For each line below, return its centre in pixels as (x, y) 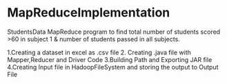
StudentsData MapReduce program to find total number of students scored (114, 32)
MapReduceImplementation (89, 13)
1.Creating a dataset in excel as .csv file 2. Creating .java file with (99, 52)
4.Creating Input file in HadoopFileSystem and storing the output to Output (113, 67)
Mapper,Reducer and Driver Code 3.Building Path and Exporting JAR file (110, 59)
